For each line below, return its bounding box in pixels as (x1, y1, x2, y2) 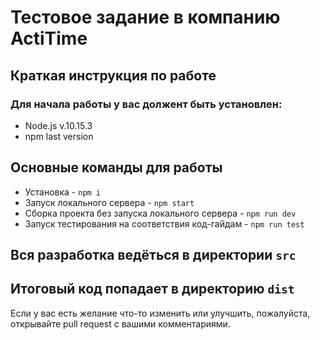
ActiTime (10, 27, 88, 50)
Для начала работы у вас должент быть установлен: (10, 97, 283, 111)
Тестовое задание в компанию (10, 6, 281, 29)
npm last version (24, 130, 94, 142)
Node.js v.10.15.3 (24, 119, 93, 131)
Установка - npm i (24, 186, 102, 198)
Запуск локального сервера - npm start (24, 196, 195, 208)
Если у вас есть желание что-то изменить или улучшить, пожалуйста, (10, 307, 311, 319)
